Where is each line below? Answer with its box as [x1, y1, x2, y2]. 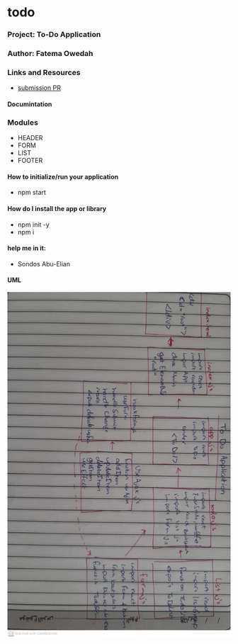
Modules [7, 118, 39, 128]
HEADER [17, 134, 43, 142]
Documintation [7, 100, 52, 108]
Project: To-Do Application [7, 30, 101, 40]
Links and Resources [7, 67, 81, 77]
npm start [17, 188, 46, 197]
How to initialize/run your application [7, 172, 119, 181]
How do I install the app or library [7, 205, 107, 213]
